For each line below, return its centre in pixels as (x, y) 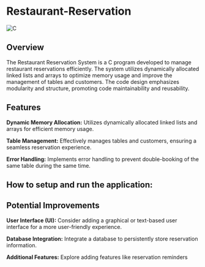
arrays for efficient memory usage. (50, 129)
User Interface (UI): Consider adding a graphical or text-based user (92, 220)
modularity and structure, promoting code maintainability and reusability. (98, 88)
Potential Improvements (53, 205)
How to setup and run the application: (80, 185)
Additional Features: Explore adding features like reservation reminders (97, 257)
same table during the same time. (48, 165)
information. (22, 245)
